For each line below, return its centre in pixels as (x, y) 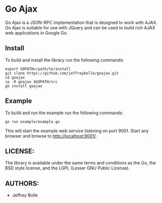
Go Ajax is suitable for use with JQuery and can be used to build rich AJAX (80, 27)
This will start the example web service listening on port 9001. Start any (77, 131)
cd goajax (15, 77)
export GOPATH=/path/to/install (38, 69)
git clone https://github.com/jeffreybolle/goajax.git (62, 73)
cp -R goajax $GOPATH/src (31, 81)
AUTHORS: (22, 183)
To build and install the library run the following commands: (65, 60)
